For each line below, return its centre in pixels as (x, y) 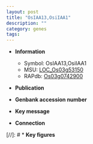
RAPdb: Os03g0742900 (53, 76)
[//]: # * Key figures (31, 135)
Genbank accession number (51, 100)
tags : (13, 34)
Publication (29, 88)
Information (30, 51)
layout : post (22, 12)
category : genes (26, 29)
